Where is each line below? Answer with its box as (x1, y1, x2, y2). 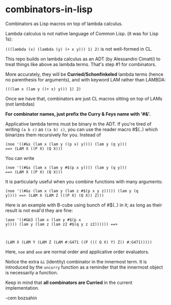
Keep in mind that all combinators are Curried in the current (5, 279, 133, 286)
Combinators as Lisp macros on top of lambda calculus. (5, 21, 123, 27)
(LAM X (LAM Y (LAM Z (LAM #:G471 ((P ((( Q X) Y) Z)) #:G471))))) (5, 239, 153, 245)
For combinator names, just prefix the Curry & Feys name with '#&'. (5, 111, 151, 117)
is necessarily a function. (5, 269, 58, 275)
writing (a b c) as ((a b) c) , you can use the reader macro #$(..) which (5, 126, 158, 132)
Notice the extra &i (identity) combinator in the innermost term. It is (5, 258, 147, 265)
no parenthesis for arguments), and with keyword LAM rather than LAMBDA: (5, 76, 166, 83)
